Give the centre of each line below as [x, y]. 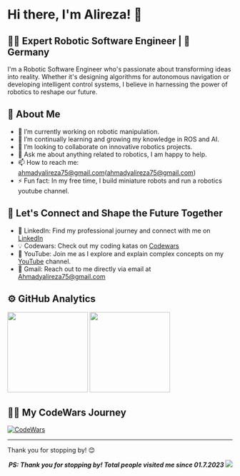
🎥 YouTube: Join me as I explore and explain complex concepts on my [120, 253]
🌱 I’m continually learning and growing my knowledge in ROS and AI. [119, 139]
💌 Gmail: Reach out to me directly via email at [84, 269]
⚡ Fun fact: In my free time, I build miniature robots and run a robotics [120, 181]
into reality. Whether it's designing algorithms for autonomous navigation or [119, 77]
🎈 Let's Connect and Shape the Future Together [115, 213]
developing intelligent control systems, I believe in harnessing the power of [117, 84]
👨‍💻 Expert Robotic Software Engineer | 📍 [99, 41]
